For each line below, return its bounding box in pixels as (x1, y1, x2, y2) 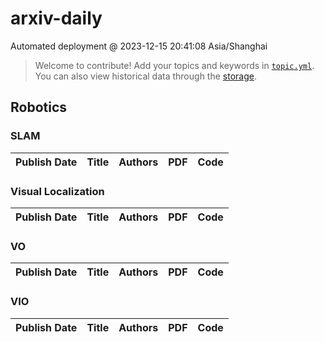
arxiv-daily (10, 7, 103, 30)
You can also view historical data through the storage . (34, 70, 257, 82)
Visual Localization (10, 184, 105, 198)
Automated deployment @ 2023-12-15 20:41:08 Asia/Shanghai (10, 40, 268, 52)
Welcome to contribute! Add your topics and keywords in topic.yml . (34, 59, 315, 71)
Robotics (10, 99, 68, 116)
